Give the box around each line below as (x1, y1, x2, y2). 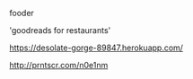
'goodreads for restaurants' (9, 25, 111, 35)
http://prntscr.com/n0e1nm (9, 60, 109, 70)
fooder (9, 8, 34, 18)
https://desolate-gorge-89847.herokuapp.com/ (9, 42, 184, 53)
